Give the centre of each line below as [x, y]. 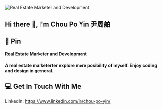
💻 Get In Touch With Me [43, 87]
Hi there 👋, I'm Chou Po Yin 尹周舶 [58, 24]
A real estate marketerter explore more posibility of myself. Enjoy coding [81, 65]
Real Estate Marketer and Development [46, 54]
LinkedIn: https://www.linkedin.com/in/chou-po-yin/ [58, 101]
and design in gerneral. [29, 70]
